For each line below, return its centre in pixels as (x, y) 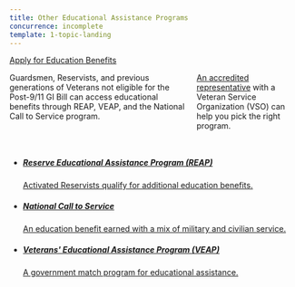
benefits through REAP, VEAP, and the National (97, 107)
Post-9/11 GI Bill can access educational (84, 97)
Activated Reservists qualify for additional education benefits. (138, 186)
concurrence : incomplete (56, 26)
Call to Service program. (55, 116)
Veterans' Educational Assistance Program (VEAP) (121, 249)
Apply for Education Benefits (63, 61)
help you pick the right (239, 116)
